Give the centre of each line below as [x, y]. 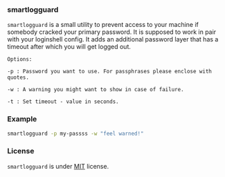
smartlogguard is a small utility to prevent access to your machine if [103, 25]
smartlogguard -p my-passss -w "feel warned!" [75, 133]
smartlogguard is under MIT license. [58, 166]
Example [22, 119]
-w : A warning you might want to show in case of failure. [96, 90]
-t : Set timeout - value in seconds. [63, 102]
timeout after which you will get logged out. [69, 47]
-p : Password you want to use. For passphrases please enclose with [110, 72]
